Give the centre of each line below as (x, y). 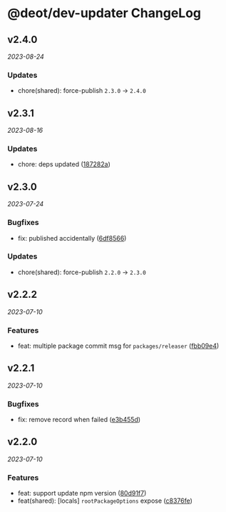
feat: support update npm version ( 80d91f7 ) (82, 493)
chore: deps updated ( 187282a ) (64, 164)
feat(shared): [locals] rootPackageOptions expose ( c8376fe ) (105, 501)
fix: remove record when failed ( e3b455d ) (79, 420)
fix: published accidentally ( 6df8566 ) (72, 238)
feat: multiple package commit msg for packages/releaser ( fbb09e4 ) (118, 346)
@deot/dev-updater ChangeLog (104, 13)
